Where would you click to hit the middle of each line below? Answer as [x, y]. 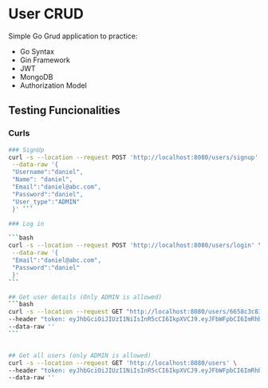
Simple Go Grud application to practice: [73, 36]
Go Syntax [37, 51]
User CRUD [46, 14]
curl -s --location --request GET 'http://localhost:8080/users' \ [123, 363]
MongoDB [36, 77]
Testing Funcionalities [65, 111]
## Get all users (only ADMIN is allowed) [80, 355]
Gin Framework [45, 60]
